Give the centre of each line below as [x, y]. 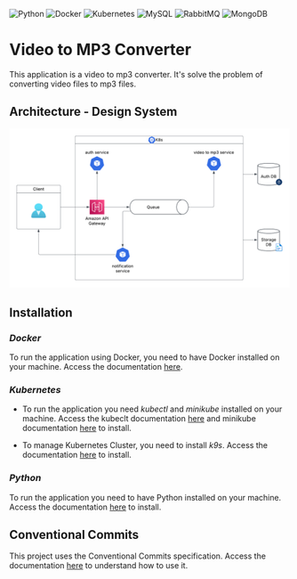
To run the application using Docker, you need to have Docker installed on [144, 357]
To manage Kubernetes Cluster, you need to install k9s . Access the [145, 445]
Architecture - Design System [93, 112]
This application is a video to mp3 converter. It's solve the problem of [136, 74]
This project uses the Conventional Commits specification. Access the [138, 556]
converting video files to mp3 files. [72, 84]
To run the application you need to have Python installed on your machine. [145, 497]
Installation [41, 312]
